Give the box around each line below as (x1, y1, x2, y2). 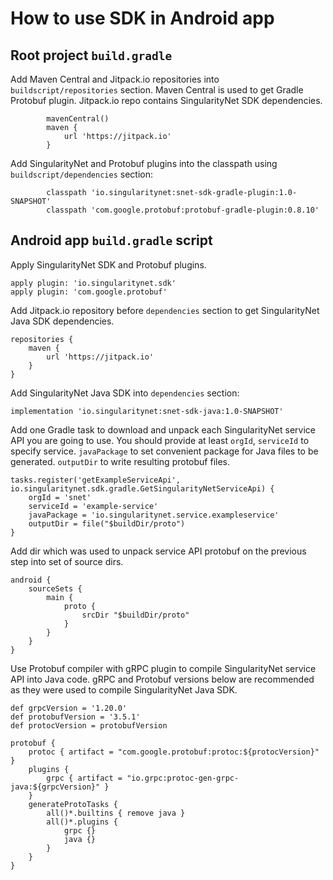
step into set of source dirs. (10, 555, 124, 567)
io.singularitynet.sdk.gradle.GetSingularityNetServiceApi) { (10, 483, 275, 494)
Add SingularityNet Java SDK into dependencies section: (10, 387, 240, 399)
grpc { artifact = (46, 773, 123, 783)
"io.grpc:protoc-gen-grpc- (126, 773, 240, 783)
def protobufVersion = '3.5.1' (10, 712, 141, 722)
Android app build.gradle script (10, 232, 213, 249)
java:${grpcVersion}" (10, 782, 101, 792)
